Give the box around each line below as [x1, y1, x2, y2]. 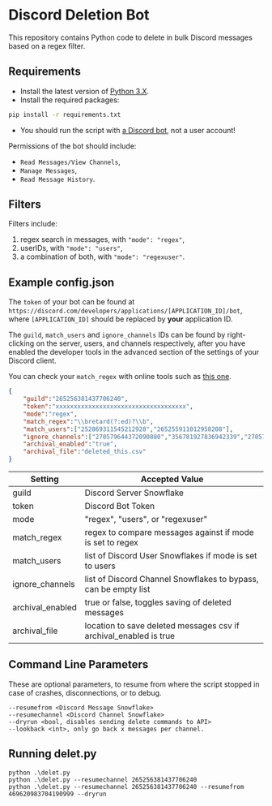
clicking [8, 338, 35, 348]
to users [84, 560, 116, 571]
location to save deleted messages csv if [84, 620, 240, 631]
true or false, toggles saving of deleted [84, 597, 232, 608]
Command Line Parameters [8, 657, 149, 671]
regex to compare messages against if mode [84, 527, 254, 537]
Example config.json [8, 275, 115, 289]
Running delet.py [8, 747, 97, 761]
